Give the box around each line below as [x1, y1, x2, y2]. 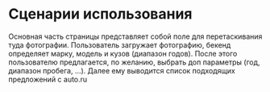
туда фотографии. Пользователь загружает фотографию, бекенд [8, 40, 231, 49]
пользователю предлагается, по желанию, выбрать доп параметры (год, [8, 57, 260, 67]
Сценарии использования [8, 5, 193, 23]
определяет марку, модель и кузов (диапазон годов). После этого [8, 48, 238, 58]
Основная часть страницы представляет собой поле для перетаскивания [8, 31, 263, 41]
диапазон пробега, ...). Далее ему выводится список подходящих [8, 65, 235, 75]
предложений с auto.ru [8, 74, 88, 84]
